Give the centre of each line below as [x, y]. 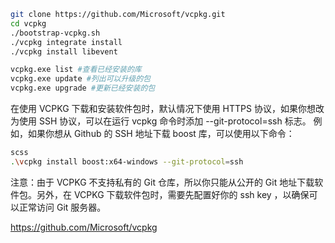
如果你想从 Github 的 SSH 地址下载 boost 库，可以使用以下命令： [161, 133]
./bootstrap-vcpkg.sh [55, 33]
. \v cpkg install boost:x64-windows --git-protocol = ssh [127, 161]
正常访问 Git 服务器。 [62, 207]
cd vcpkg [28, 23]
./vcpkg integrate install [66, 42]
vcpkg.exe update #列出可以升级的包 [81, 79]
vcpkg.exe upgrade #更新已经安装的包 [83, 88]
